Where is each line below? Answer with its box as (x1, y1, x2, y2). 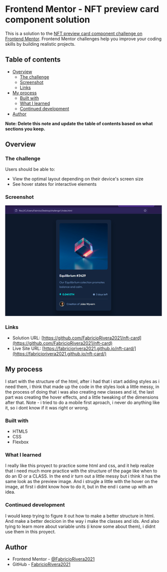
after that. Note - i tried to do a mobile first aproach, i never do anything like (5, 399, 160, 406)
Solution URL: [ (12, 334, 43, 341)
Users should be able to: (5, 166, 56, 172)
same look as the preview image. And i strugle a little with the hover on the (5, 479, 158, 485)
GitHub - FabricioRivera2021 (12, 562, 71, 568)
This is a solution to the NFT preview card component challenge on (5, 30, 143, 36)
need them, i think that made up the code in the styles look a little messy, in (5, 384, 160, 390)
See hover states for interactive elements (12, 181, 97, 187)
